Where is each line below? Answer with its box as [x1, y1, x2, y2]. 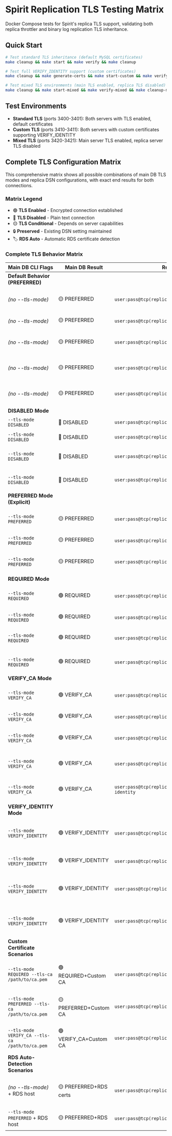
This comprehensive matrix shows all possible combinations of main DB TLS [5, 171, 166, 177]
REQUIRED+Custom [58, 972, 106, 979]
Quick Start [5, 41, 42, 50]
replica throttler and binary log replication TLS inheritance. [5, 26, 128, 32]
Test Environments [5, 102, 67, 111]
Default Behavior [8, 273, 50, 280]
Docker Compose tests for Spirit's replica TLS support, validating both [5, 21, 154, 27]
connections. [5, 182, 33, 188]
